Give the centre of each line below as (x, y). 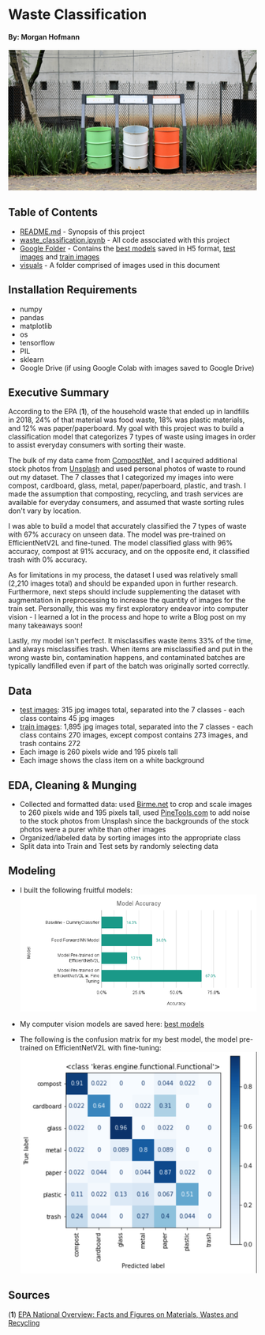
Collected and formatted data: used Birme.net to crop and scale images (136, 804)
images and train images (60, 256)
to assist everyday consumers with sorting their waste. (97, 445)
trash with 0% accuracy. (48, 560)
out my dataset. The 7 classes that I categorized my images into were (121, 477)
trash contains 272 (50, 744)
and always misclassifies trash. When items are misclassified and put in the (131, 649)
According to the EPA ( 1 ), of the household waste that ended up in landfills (129, 412)
